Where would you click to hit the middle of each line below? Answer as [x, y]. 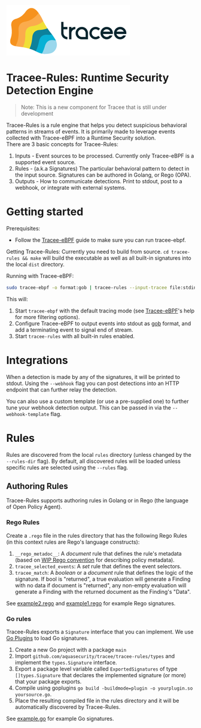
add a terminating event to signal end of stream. [74, 330]
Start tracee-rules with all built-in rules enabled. [75, 336]
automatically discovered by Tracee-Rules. [68, 707]
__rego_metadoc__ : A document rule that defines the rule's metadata [98, 553]
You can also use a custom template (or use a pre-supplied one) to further [98, 401]
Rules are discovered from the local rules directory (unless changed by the [99, 454]
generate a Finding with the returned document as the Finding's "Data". [103, 591]
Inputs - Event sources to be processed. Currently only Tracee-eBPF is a [104, 156]
